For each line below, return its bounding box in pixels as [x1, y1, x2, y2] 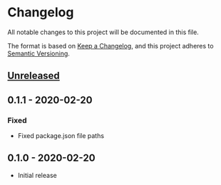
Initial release [17, 171, 57, 179]
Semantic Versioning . [7, 49, 70, 58]
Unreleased [7, 70, 61, 82]
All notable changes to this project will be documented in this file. [7, 28, 200, 36]
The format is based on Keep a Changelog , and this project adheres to [7, 41, 214, 50]
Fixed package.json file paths [17, 132, 105, 140]
